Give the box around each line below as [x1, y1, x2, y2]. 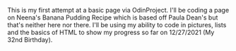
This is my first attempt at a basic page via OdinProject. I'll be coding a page [7, 6, 230, 14]
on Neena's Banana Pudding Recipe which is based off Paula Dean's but [7, 13, 218, 22]
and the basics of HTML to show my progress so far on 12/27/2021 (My [7, 28, 215, 36]
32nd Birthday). [7, 36, 53, 44]
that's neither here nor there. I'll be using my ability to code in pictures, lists [7, 21, 227, 29]
